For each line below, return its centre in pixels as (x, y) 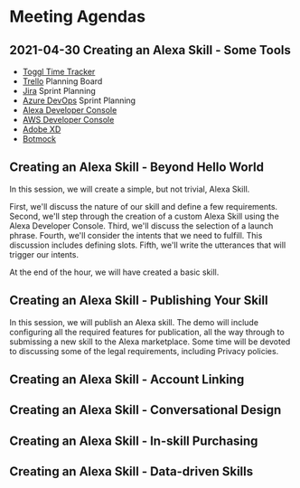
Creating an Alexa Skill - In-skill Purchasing (134, 441)
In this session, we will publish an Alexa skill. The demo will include (134, 322)
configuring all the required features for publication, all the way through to (147, 332)
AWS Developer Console (68, 120)
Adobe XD (42, 129)
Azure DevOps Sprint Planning (79, 100)
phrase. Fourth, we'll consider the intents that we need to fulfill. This (136, 235)
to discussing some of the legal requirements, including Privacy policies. (144, 351)
